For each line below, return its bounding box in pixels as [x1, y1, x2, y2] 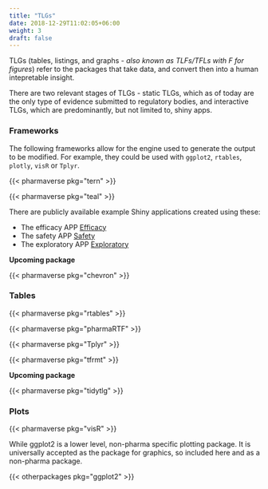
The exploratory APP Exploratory [20, 239, 129, 248]
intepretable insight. [9, 73, 75, 82]
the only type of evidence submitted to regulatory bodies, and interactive [9, 97, 250, 106]
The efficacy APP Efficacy [20, 222, 107, 232]
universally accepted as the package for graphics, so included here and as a [9, 448, 260, 458]
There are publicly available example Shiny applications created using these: [9, 207, 261, 217]
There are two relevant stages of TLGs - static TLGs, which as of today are [9, 89, 254, 98]
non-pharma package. [9, 456, 83, 466]
